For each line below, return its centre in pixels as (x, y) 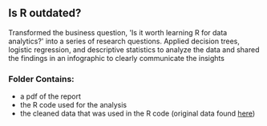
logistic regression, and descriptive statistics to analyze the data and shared (134, 49)
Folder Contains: (41, 79)
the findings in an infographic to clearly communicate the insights (116, 58)
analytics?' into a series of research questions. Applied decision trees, (124, 41)
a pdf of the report (51, 96)
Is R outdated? (45, 13)
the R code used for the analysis (73, 105)
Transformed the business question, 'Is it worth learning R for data (118, 32)
